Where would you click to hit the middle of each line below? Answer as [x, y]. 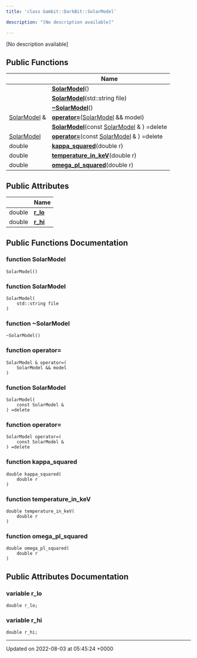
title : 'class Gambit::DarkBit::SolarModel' [61, 11]
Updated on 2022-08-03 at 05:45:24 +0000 [60, 649]
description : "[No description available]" [60, 22]
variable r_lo [24, 593]
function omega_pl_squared [47, 536]
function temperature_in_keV [48, 499]
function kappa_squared [42, 462]
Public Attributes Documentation [67, 577]
